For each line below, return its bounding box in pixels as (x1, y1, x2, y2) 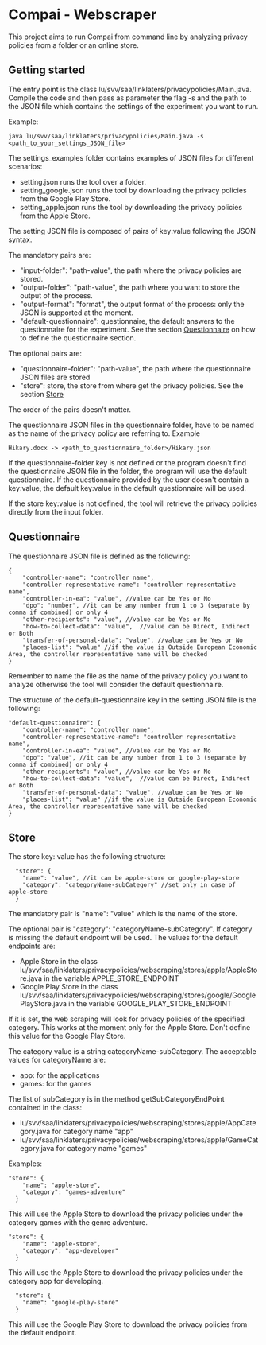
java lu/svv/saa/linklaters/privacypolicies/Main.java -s (8, 132, 204, 140)
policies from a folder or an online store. (8, 40, 139, 49)
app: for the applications (19, 1071, 100, 1080)
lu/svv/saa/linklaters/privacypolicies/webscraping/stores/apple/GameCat (19, 1135, 259, 1145)
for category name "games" (56, 1144, 148, 1153)
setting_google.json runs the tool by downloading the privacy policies (19, 185, 248, 195)
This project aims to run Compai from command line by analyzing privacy (8, 32, 248, 41)
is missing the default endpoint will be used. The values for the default (8, 933, 238, 943)
